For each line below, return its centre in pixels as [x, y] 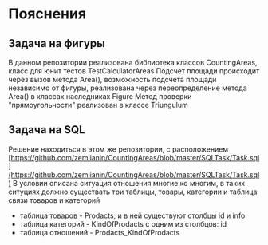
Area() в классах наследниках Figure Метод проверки [100, 96]
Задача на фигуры [57, 43]
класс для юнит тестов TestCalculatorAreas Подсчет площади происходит [134, 71]
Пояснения [47, 14]
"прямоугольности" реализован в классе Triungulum [99, 105]
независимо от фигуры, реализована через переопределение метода [128, 88]
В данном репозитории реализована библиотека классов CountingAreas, [133, 62]
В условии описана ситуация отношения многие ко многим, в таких [129, 183]
